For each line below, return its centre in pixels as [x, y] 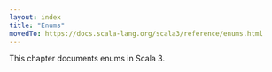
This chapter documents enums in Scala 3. [87, 59]
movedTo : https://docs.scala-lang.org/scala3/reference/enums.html [136, 33]
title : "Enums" [37, 25]
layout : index [35, 17]
